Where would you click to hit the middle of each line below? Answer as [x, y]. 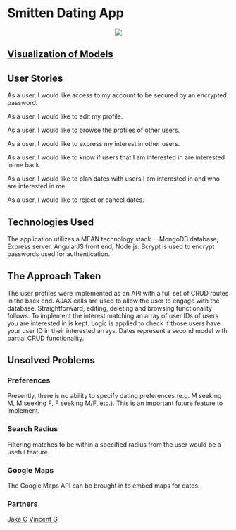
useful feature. [29, 452]
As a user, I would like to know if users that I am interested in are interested [116, 157]
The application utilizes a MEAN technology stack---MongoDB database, [113, 239]
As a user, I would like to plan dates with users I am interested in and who [114, 179]
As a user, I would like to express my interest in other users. [94, 144]
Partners [23, 504]
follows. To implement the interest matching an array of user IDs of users [113, 315]
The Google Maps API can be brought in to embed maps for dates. [104, 486]
